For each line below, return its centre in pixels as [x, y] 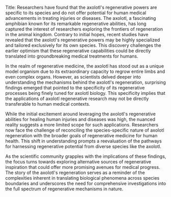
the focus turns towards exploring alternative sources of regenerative [78, 162]
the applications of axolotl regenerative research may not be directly [77, 98]
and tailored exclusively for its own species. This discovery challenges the [83, 45]
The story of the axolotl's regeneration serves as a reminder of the [75, 173]
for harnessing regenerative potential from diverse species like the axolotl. [83, 146]
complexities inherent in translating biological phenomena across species [82, 178]
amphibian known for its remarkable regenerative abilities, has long [76, 23]
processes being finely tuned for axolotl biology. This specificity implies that [85, 93]
